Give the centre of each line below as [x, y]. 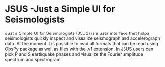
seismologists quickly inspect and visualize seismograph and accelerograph [82, 38]
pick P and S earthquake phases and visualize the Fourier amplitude [74, 54]
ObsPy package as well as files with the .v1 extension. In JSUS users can [79, 49]
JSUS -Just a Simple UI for [60, 9]
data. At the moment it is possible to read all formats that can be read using [82, 43]
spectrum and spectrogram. [34, 59]
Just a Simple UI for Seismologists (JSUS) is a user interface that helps [77, 33]
